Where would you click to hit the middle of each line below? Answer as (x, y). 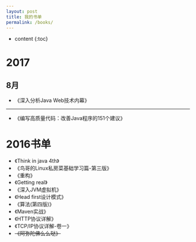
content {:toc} (31, 39)
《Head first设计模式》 (41, 197)
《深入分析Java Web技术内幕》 (52, 100)
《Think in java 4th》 (37, 161)
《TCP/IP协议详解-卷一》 (43, 226)
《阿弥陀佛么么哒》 (38, 233)
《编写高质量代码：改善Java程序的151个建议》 (70, 118)
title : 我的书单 (24, 17)
